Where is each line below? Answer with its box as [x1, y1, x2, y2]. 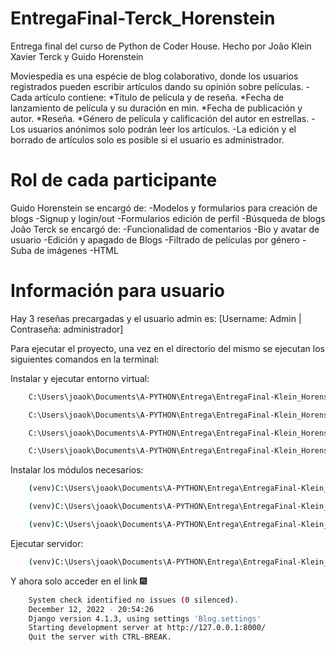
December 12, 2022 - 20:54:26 [28, 604, 155, 614]
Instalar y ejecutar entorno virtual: [10, 372, 150, 384]
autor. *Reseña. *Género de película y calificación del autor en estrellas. [10, 112, 310, 124]
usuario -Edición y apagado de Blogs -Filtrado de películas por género [10, 233, 301, 246]
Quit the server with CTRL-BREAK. [28, 632, 172, 642]
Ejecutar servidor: [10, 537, 84, 549]
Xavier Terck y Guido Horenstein [10, 50, 144, 62]
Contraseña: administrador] [10, 323, 124, 335]
